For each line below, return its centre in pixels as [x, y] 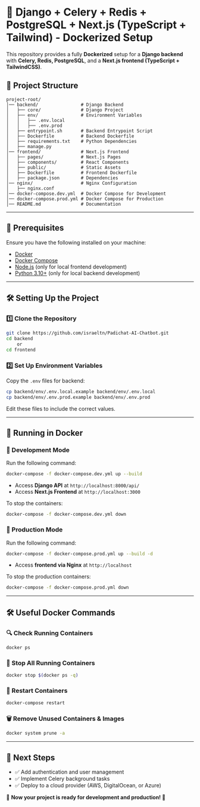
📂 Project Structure [42, 86]
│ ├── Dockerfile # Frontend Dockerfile [71, 173]
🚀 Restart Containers [37, 690]
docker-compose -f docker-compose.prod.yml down [68, 588]
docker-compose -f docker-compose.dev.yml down [66, 514]
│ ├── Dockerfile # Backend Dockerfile [70, 136]
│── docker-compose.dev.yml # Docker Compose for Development [86, 194]
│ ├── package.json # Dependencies [62, 178]
